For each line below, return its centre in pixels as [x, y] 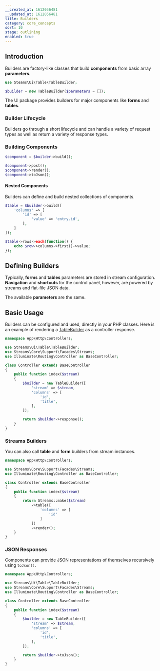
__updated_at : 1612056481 [31, 14]
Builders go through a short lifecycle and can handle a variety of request [78, 129]
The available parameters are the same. [45, 297]
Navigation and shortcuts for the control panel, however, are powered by [79, 283]
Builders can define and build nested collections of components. [70, 197]
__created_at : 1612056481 [31, 10]
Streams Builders [26, 441]
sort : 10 [14, 28]
